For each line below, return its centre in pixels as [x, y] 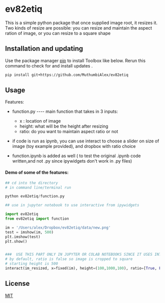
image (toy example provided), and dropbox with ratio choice [74, 146]
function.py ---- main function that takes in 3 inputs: [65, 111]
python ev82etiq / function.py [35, 196]
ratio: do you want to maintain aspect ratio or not [69, 132]
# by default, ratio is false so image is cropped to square [69, 259]
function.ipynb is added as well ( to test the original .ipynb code [76, 156]
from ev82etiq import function [37, 219]
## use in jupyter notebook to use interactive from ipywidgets [72, 205]
